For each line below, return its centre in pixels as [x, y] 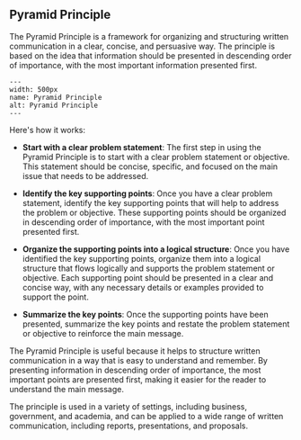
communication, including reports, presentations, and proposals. [129, 426]
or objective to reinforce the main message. [103, 333]
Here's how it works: [48, 130]
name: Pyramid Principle [56, 97]
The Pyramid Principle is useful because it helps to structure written [135, 351]
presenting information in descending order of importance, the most [135, 370]
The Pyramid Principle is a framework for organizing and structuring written [149, 36]
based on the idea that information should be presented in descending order [150, 55]
